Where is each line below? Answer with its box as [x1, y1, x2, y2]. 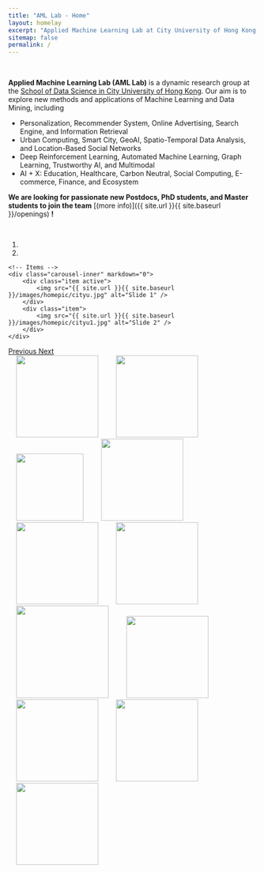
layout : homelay [8, 19, 62, 27]
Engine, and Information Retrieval [19, 127, 129, 137]
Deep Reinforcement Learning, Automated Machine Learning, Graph [19, 152, 243, 162]
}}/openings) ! [8, 209, 54, 219]
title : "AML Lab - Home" [8, 11, 90, 20]
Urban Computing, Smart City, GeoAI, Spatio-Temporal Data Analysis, [19, 135, 247, 145]
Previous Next [8, 347, 55, 356]
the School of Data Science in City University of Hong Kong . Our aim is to [8, 86, 247, 96]
